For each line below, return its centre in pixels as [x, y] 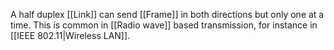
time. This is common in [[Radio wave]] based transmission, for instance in [164, 25]
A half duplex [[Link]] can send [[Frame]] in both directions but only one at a [167, 14]
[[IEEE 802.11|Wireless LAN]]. [70, 35]
